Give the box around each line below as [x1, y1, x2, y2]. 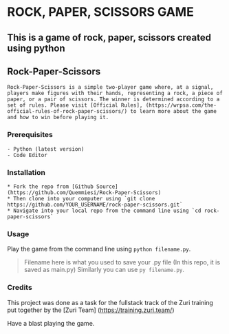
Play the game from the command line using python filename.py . [7, 245, 191, 253]
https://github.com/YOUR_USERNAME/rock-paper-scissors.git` [7, 201, 184, 208]
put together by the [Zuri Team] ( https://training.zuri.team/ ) [7, 306, 175, 314]
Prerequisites [7, 130, 53, 140]
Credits [7, 283, 32, 293]
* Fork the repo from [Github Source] [7, 183, 118, 190]
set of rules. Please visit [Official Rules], [7, 102, 143, 109]
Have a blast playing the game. [7, 319, 95, 327]
